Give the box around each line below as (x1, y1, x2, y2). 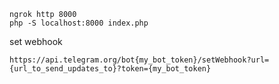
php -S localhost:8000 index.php (9, 18, 149, 28)
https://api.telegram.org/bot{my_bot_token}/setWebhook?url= (9, 55, 270, 65)
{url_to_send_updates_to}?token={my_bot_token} (9, 64, 212, 74)
